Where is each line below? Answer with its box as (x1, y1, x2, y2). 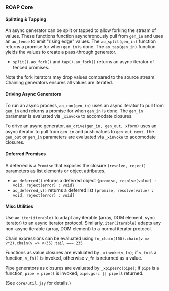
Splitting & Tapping (5, 16, 47, 22)
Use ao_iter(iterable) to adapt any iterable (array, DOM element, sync (5, 214, 155, 220)
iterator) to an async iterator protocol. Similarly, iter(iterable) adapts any (5, 220, 161, 226)
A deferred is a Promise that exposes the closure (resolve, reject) (5, 162, 146, 168)
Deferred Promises (5, 151, 46, 157)
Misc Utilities (5, 203, 34, 209)
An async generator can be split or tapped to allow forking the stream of (5, 27, 156, 34)
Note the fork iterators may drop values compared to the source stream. (5, 74, 156, 80)
